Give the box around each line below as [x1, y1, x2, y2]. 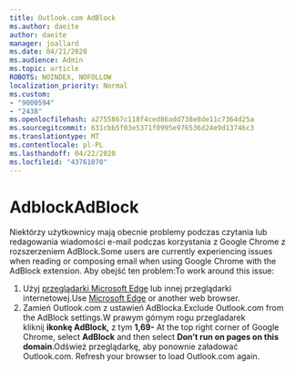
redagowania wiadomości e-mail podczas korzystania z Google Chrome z [9, 236, 286, 247]
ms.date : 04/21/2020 [9, 47, 88, 57]
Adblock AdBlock [9, 197, 139, 217]
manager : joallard [9, 38, 79, 48]
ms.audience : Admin [9, 56, 84, 65]
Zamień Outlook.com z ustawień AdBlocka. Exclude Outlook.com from [22, 303, 284, 314]
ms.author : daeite [9, 22, 79, 31]
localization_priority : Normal [9, 81, 128, 90]
